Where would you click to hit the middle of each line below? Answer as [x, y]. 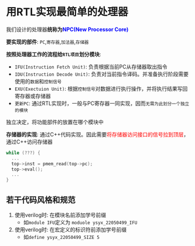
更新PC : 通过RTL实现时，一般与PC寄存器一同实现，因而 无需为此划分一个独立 [102, 103]
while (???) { [23, 153]
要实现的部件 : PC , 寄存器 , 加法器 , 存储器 [47, 42]
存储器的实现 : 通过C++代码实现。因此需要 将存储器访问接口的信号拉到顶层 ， [97, 134]
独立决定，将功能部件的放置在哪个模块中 [55, 122]
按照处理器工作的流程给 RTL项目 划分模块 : [54, 54]
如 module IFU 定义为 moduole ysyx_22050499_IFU [80, 222]
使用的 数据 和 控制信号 [38, 81]
